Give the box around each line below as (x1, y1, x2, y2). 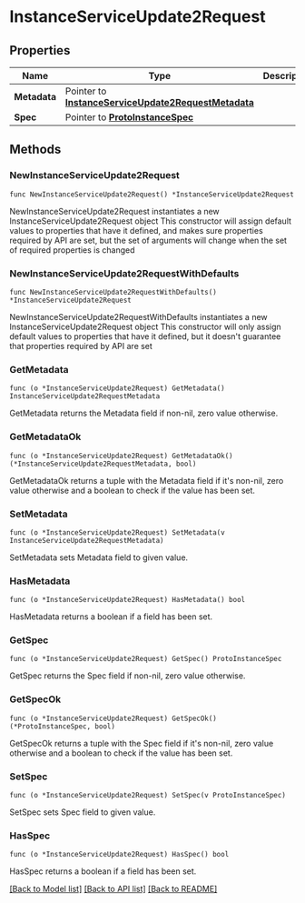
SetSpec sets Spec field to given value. (9, 807, 156, 818)
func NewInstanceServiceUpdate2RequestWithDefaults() (9, 287, 218, 296)
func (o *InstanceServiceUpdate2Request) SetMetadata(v (9, 527, 225, 537)
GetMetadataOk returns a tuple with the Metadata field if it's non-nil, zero (9, 475, 284, 486)
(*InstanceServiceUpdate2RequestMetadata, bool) (9, 459, 197, 468)
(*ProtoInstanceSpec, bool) (9, 721, 116, 731)
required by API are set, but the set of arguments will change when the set (9, 235, 288, 246)
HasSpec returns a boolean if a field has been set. (9, 866, 197, 877)
